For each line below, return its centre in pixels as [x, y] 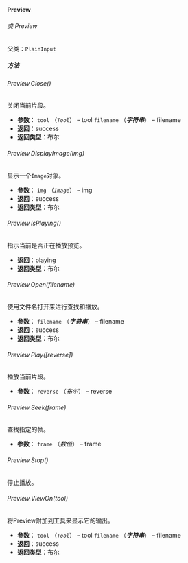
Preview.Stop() [28, 460]
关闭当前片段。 [28, 106]
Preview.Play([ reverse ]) [40, 355]
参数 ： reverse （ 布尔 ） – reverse [64, 392]
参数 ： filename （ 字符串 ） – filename [71, 321]
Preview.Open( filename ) [41, 285]
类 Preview [22, 26]
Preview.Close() [29, 83]
